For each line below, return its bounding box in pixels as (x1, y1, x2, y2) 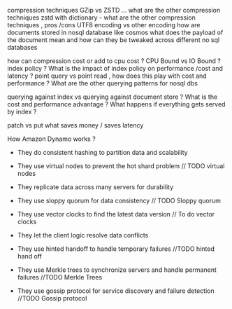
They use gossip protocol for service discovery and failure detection (17, 287, 215, 295)
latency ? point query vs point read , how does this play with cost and (7, 71, 208, 80)
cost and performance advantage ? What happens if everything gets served (7, 100, 226, 108)
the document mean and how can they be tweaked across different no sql (7, 36, 220, 44)
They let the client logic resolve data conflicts (17, 231, 149, 239)
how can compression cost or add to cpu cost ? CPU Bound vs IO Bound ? (7, 57, 222, 65)
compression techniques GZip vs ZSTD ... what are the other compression (7, 6, 221, 14)
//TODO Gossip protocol (17, 294, 87, 302)
